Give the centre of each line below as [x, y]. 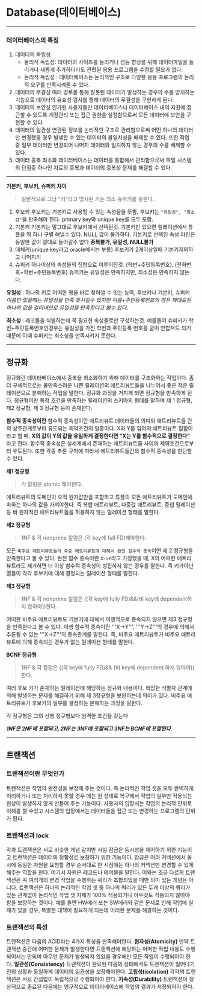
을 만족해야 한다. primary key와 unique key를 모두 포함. [87, 219]
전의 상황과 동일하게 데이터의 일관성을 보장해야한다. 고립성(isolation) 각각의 [96, 972]
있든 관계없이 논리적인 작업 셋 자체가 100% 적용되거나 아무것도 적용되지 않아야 [98, 895]
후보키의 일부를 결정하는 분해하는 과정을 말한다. [87, 703]
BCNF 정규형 [22, 655]
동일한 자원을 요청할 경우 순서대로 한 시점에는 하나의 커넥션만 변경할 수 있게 [106, 865]
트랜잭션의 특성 [27, 927]
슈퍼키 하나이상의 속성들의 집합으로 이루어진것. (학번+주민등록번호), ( [96, 265]
